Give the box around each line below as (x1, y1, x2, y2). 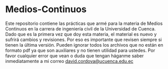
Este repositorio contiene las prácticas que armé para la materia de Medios (5, 20, 163, 26)
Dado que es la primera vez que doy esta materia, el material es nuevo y (5, 31, 157, 37)
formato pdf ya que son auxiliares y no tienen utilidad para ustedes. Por (5, 47, 155, 53)
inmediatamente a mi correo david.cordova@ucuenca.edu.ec (5, 58, 134, 64)
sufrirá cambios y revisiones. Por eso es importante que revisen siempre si (5, 37, 162, 43)
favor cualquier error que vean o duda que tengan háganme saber (5, 52, 144, 59)
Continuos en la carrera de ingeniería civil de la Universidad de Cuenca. (5, 25, 156, 31)
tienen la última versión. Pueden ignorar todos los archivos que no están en (5, 42, 164, 48)
